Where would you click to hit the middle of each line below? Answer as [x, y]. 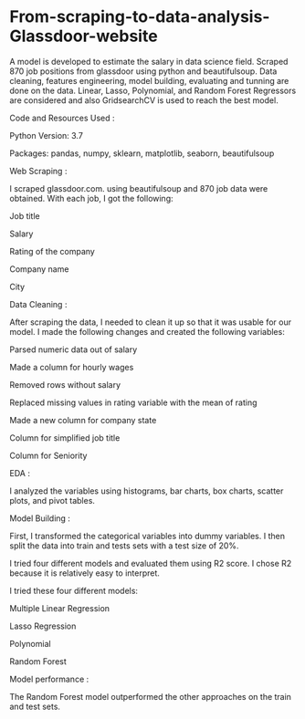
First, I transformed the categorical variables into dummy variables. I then [147, 536]
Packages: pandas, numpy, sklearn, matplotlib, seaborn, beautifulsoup [142, 153]
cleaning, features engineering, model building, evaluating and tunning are [149, 80]
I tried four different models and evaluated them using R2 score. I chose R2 [151, 563]
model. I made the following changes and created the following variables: [147, 331]
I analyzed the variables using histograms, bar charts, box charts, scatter [147, 491]
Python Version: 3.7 [47, 135]
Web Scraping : [38, 171]
